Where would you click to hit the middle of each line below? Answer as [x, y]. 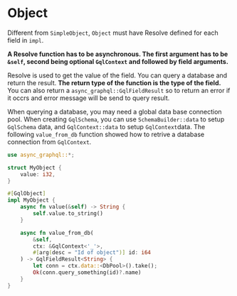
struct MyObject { [35, 168]
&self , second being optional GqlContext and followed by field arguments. [118, 61]
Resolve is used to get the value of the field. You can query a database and [117, 75]
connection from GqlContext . [49, 142]
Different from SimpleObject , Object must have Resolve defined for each [113, 33]
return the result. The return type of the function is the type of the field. [114, 82]
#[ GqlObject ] [27, 194]
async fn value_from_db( [57, 233]
